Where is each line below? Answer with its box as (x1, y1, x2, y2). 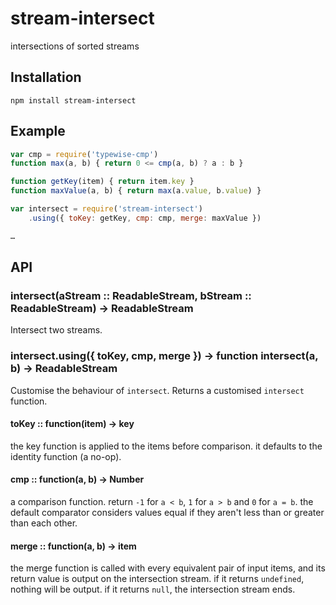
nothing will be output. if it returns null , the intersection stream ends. (10, 583, 296, 596)
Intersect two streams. (10, 324, 103, 336)
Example (10, 123, 66, 140)
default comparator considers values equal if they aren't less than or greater (10, 507, 325, 519)
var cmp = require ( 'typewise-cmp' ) (10, 149, 159, 159)
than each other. (10, 517, 78, 529)
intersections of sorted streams (10, 40, 140, 52)
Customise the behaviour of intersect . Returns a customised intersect (10, 384, 305, 396)
